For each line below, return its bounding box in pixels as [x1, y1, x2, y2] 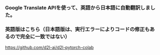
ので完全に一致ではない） [10, 33, 70, 40]
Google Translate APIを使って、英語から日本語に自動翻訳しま [5, 4, 150, 11]
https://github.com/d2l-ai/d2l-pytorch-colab [5, 45, 94, 51]
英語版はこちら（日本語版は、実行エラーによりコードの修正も [5, 26, 150, 33]
